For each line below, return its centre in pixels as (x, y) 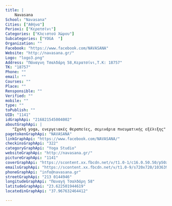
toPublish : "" (20, 110)
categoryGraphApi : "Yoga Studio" (41, 148)
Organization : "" (24, 44)
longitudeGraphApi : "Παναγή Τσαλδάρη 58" (50, 182)
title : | (15, 10)
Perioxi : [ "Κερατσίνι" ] (31, 29)
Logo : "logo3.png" (25, 58)
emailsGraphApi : (23, 167)
